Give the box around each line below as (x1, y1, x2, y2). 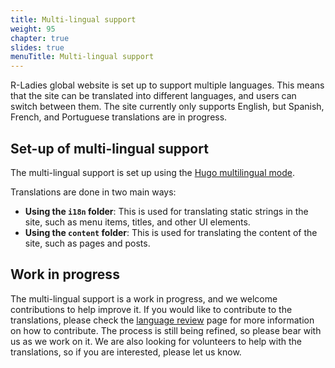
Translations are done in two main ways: (10, 186, 177, 198)
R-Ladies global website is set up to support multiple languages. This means (10, 79, 325, 91)
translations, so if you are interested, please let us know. (10, 346, 242, 358)
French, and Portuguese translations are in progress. (10, 111, 228, 123)
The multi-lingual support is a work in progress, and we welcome (10, 292, 278, 305)
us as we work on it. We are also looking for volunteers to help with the (10, 335, 303, 347)
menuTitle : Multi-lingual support (10, 52, 155, 62)
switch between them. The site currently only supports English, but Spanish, (10, 101, 325, 113)
